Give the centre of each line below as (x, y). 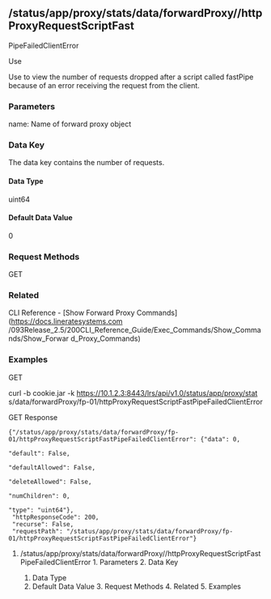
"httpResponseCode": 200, (55, 517)
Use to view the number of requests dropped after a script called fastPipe (131, 77)
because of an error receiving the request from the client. (104, 85)
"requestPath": (37, 531)
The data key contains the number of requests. (87, 163)
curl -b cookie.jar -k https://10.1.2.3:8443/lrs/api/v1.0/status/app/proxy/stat (133, 393)
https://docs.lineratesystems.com (67, 321)
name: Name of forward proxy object (70, 124)
